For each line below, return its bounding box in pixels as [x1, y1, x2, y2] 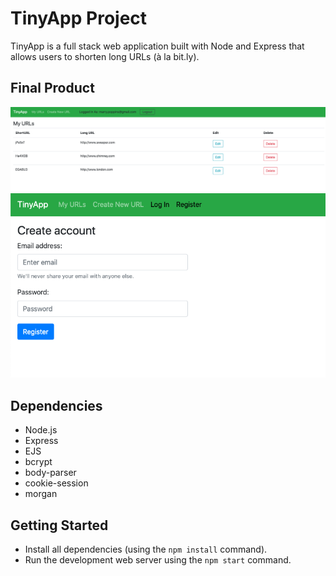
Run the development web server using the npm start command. [24, 554, 292, 566]
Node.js [24, 424, 58, 436]
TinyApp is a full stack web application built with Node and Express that [10, 40, 305, 52]
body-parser [24, 467, 77, 479]
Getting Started [10, 517, 109, 534]
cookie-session [24, 477, 89, 489]
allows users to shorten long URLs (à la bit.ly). [10, 50, 200, 62]
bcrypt [24, 456, 53, 468]
